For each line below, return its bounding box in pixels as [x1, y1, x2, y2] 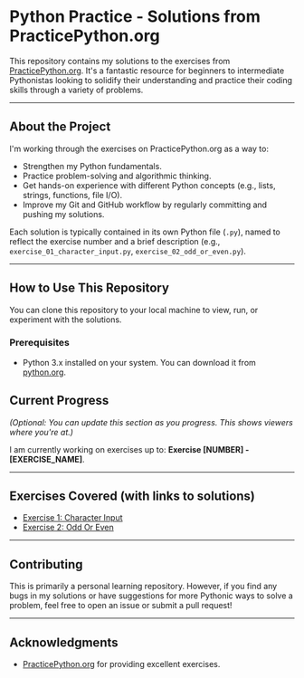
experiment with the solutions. [9, 314, 122, 325]
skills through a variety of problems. [9, 84, 144, 95]
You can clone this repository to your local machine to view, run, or [9, 304, 259, 315]
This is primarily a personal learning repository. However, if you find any [9, 581, 278, 592]
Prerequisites [9, 337, 70, 349]
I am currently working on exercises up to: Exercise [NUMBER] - [9, 444, 250, 454]
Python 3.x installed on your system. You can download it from [22, 357, 256, 368]
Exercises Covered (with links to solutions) [9, 489, 256, 504]
